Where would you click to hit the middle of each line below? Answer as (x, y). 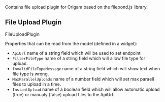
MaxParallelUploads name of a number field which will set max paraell (83, 79)
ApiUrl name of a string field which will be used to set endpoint (76, 53)
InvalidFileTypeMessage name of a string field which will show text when (86, 68)
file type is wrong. (31, 74)
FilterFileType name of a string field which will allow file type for (79, 58)
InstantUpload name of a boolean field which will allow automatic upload (86, 89)
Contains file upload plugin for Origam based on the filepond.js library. (76, 7)
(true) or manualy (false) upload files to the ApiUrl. (63, 94)
